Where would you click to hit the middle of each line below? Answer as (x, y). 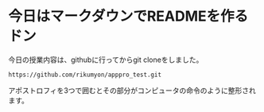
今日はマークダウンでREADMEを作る (128, 16)
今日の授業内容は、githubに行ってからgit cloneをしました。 (106, 60)
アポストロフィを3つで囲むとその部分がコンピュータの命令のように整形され (132, 90)
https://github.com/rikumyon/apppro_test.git (85, 75)
